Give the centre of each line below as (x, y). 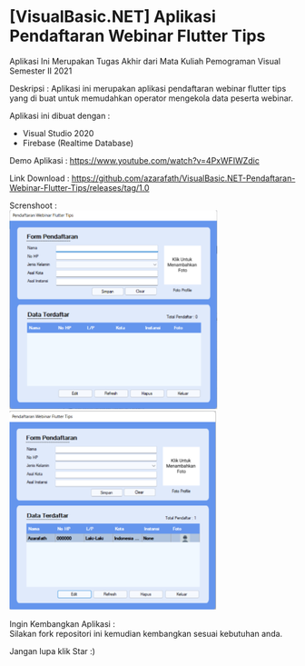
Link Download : (39, 178)
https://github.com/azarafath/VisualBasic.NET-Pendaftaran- (183, 178)
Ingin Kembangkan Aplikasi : (62, 623)
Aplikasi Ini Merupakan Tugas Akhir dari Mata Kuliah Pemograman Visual (145, 61)
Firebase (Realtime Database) (78, 143)
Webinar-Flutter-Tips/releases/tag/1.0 (79, 187)
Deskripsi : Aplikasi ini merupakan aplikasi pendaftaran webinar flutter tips (148, 88)
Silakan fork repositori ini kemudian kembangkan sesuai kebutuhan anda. (146, 633)
